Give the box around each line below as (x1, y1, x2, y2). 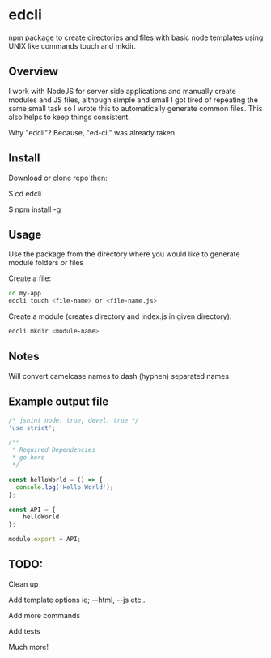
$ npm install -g (8, 204, 61, 214)
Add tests (8, 626, 40, 636)
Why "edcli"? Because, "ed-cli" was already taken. (8, 127, 177, 137)
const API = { (8, 505, 57, 514)
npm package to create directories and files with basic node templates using (8, 32, 264, 42)
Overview (8, 65, 59, 79)
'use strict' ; (8, 424, 57, 432)
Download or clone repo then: (8, 173, 108, 183)
